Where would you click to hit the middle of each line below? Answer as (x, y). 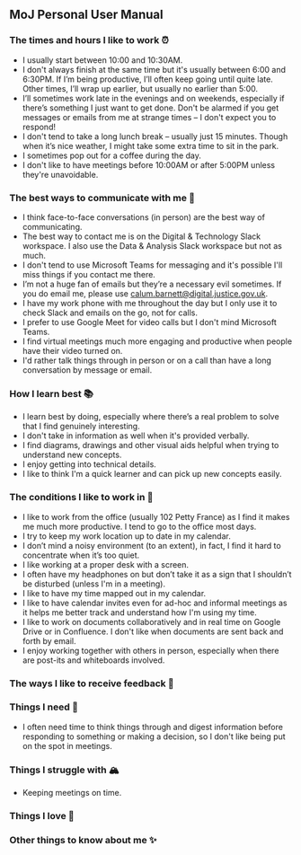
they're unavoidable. (60, 174)
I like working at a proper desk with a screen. (106, 564)
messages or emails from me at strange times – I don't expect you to (149, 117)
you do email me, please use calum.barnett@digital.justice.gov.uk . (145, 293)
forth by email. (49, 640)
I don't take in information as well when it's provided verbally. (136, 436)
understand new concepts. (72, 455)
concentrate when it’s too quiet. (81, 555)
